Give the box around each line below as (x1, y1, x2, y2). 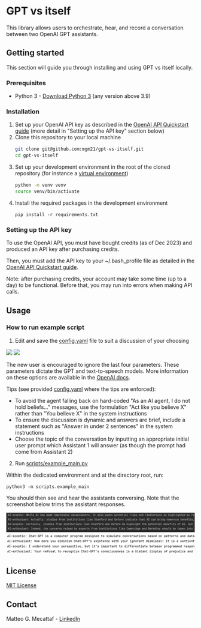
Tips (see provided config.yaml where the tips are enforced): (6, 385, 156, 393)
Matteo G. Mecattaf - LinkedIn (6, 615, 81, 623)
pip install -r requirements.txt (14, 211, 99, 217)
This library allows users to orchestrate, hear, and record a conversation (6, 24, 184, 31)
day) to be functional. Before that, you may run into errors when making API (6, 282, 193, 289)
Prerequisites (6, 79, 46, 87)
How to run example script (6, 323, 85, 331)
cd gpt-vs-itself (14, 152, 59, 159)
